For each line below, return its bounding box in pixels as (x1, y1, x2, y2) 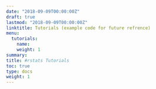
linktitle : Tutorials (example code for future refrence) (6, 25, 151, 31)
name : (16, 42, 30, 47)
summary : (6, 52, 28, 58)
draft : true (6, 14, 35, 20)
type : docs (6, 69, 33, 74)
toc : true (6, 63, 30, 69)
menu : (6, 30, 19, 36)
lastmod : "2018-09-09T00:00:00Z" (6, 19, 88, 25)
